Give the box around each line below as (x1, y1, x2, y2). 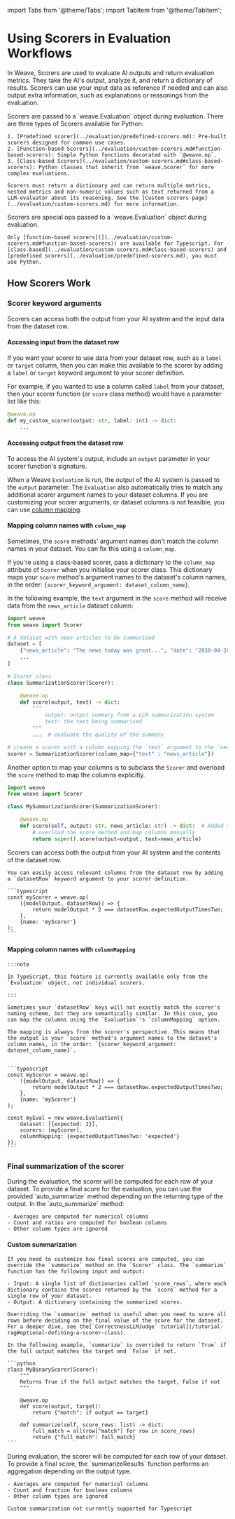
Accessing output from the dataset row (7, 439, 124, 448)
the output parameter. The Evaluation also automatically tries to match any (7, 483, 223, 491)
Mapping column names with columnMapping (7, 945, 136, 953)
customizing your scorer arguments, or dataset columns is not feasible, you (7, 497, 225, 506)
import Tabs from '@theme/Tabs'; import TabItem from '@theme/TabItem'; (7, 6, 222, 14)
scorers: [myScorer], (20, 1126, 83, 1134)
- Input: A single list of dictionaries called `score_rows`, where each (7, 1280, 227, 1287)
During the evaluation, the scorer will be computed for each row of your (7, 1177, 214, 1186)
